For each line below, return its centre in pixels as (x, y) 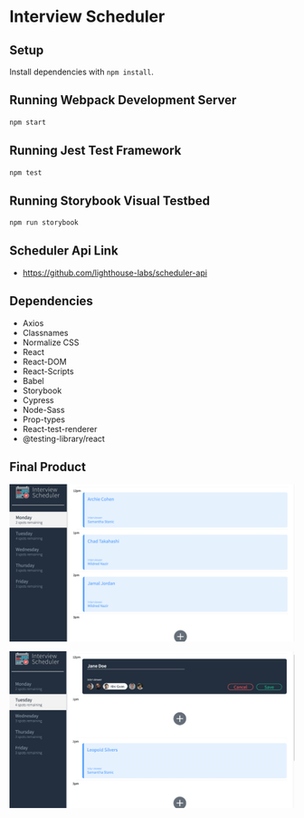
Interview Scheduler (87, 17)
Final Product (47, 467)
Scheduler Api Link (64, 251)
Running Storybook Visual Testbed (110, 201)
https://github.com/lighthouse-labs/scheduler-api (115, 273)
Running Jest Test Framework (95, 151)
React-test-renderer (60, 428)
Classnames (46, 332)
